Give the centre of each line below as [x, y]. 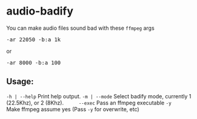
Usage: [20, 82]
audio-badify [40, 11]
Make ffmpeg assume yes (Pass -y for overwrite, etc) [73, 109]
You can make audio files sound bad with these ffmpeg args [80, 28]
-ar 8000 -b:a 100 [34, 63]
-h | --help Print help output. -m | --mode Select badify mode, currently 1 [99, 96]
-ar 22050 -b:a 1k [34, 39]
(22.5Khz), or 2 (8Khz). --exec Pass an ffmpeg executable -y [89, 103]
